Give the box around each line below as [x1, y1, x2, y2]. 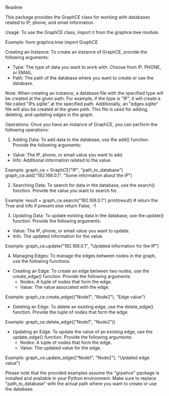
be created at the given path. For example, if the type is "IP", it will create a [5, 96, 160, 101]
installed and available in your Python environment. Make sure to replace [5, 375, 156, 381]
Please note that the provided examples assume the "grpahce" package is [5, 370, 160, 376]
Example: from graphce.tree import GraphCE [5, 39, 98, 45]
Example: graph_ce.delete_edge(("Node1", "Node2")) [5, 319, 116, 325]
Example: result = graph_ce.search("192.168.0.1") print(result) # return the [5, 197, 158, 203]
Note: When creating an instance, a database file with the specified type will [5, 90, 164, 96]
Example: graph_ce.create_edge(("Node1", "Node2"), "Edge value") [5, 294, 145, 300]
